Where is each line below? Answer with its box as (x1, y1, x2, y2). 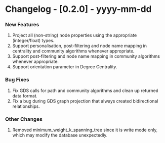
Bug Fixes (5, 76, 30, 83)
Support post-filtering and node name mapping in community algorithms (12, 53, 160, 59)
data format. (12, 93, 38, 98)
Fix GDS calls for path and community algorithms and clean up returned (12, 88, 159, 94)
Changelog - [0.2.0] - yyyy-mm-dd (5, 3, 152, 15)
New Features (5, 21, 40, 28)
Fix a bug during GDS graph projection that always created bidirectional (12, 98, 158, 104)
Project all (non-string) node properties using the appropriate (12, 32, 137, 38)
